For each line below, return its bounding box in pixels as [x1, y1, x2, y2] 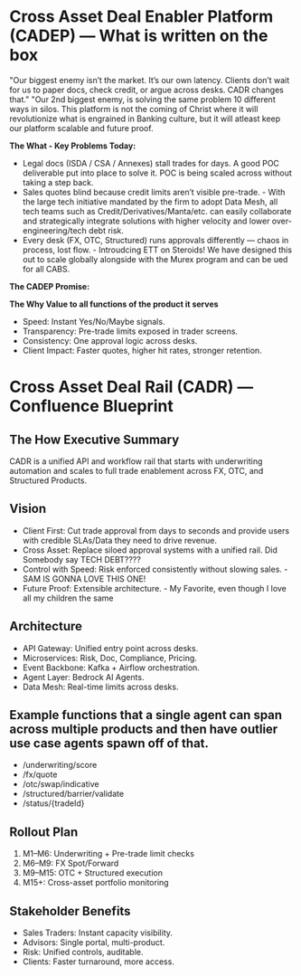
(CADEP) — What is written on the [9, 25, 268, 46]
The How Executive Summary [9, 431, 180, 447]
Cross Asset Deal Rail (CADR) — [9, 377, 254, 397]
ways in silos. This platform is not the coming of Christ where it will [9, 103, 259, 114]
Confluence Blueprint [9, 396, 174, 417]
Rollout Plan [9, 824, 79, 839]
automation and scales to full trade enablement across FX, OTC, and [9, 465, 264, 476]
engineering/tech [22, 224, 88, 236]
